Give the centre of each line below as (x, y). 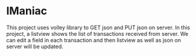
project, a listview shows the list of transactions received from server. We (97, 33)
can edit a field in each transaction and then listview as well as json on (94, 40)
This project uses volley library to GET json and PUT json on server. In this (98, 27)
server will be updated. (35, 46)
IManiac (27, 11)
